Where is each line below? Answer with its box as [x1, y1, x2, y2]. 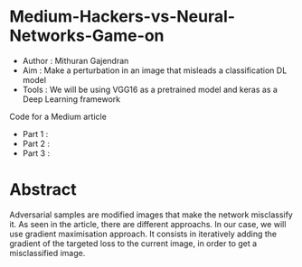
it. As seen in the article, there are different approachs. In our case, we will [9, 218, 287, 229]
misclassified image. [9, 247, 86, 258]
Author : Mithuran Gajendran [22, 55, 129, 66]
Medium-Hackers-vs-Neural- [9, 6, 236, 27]
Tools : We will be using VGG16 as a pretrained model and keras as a [22, 84, 278, 95]
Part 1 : [22, 128, 49, 139]
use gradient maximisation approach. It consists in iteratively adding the [9, 228, 278, 239]
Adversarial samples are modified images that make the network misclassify [9, 209, 294, 220]
